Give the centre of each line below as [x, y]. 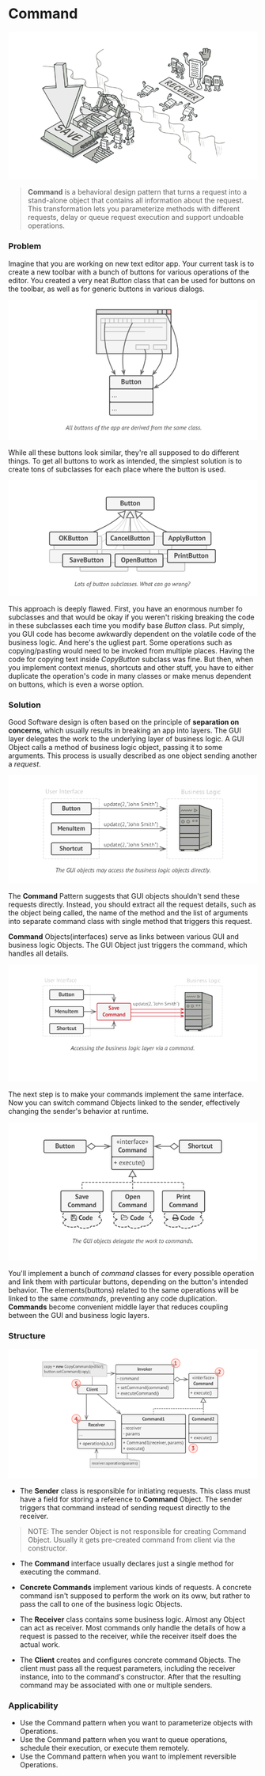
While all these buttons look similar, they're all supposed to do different [124, 453]
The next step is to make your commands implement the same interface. [126, 1094]
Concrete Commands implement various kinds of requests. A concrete [135, 1587]
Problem [25, 246]
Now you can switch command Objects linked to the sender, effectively [124, 1102]
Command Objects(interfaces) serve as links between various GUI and [124, 936]
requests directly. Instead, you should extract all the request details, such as [132, 904]
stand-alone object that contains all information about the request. [135, 201]
